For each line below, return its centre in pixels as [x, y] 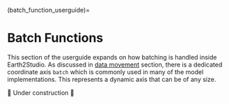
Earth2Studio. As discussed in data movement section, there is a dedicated [115, 64]
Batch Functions [55, 38]
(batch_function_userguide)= [49, 10]
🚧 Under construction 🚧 [41, 92]
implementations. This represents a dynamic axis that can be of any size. [112, 79]
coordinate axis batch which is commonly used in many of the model [105, 71]
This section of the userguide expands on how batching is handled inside [112, 57]
